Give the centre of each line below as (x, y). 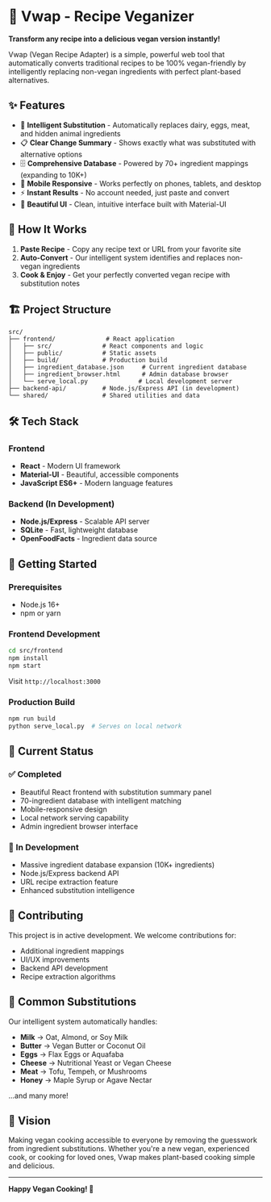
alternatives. (29, 80)
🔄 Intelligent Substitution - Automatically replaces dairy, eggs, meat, (135, 125)
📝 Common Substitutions (73, 1002)
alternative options (51, 154)
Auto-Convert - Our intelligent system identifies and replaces (123, 257)
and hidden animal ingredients (70, 133)
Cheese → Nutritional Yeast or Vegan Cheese (96, 1062)
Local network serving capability (74, 817)
